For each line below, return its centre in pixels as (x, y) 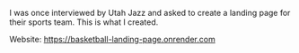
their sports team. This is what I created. (84, 22)
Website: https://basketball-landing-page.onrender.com (112, 39)
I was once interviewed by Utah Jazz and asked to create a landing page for (150, 13)
